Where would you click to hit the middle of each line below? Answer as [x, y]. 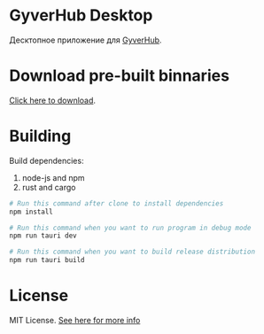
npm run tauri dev [43, 236]
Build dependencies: [47, 160]
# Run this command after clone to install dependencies [116, 203]
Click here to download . [52, 100]
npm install [31, 212]
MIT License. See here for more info [75, 320]
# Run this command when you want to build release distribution [132, 252]
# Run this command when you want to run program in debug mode [130, 228]
